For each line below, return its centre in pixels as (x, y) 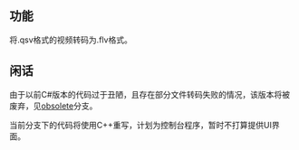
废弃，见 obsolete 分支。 (53, 106)
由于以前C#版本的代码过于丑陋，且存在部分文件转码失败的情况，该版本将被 (150, 94)
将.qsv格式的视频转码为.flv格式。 (71, 40)
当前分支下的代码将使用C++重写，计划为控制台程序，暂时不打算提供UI (140, 125)
